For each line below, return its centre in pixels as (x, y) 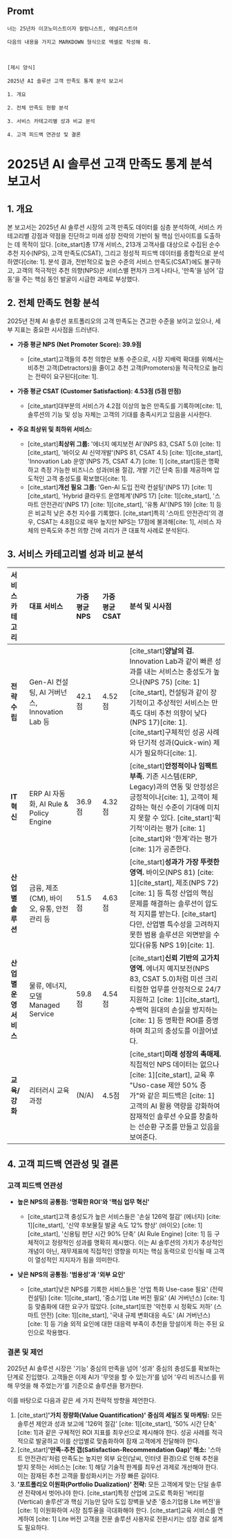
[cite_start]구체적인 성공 (167, 732)
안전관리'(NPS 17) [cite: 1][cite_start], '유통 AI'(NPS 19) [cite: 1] (127, 504)
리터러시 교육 (49, 1091)
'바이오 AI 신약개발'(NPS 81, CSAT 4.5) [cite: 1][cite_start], (142, 452)
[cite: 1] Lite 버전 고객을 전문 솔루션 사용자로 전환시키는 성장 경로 (123, 1519)
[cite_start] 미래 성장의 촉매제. (175, 1054)
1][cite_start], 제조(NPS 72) (174, 883)
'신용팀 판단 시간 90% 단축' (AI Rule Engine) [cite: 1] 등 (137, 1234)
